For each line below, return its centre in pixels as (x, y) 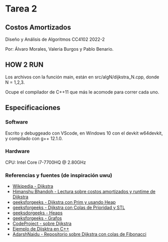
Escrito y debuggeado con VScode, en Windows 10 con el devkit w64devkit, (84, 133)
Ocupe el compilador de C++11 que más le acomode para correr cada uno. (82, 92)
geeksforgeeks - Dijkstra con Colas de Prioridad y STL (69, 208)
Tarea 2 (21, 9)
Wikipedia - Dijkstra (33, 186)
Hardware (18, 151)
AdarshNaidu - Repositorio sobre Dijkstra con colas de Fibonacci (79, 234)
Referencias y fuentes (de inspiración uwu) (59, 175)
